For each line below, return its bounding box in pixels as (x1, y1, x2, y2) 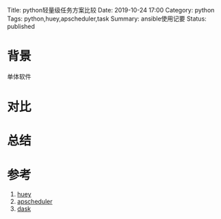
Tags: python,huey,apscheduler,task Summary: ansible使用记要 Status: (7, 14, 207, 23)
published (7, 23, 36, 30)
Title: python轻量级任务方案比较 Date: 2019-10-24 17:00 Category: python (7, 6, 215, 14)
